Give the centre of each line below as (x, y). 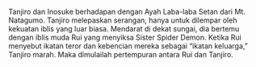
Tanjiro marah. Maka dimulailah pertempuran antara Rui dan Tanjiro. (121, 54)
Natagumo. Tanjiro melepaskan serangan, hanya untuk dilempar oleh (123, 20)
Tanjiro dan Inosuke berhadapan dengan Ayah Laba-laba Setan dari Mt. (127, 12)
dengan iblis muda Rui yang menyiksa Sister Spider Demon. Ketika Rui (125, 37)
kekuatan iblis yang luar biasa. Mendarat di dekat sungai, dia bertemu (124, 29)
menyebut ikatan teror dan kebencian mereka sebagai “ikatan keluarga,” (128, 46)
